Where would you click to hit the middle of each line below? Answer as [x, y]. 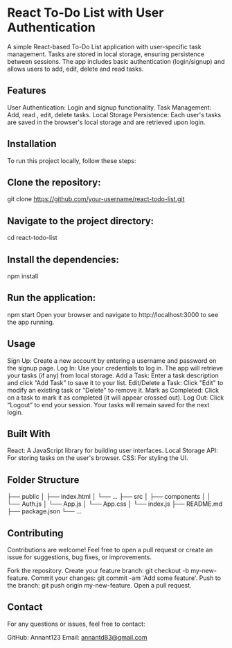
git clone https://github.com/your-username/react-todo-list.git [96, 199]
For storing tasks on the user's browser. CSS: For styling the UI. [98, 458]
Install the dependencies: [63, 259]
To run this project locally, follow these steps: [72, 160]
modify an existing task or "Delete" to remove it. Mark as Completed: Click [113, 390]
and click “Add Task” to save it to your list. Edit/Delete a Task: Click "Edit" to [115, 382]
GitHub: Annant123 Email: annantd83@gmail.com [77, 637]
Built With [29, 434]
